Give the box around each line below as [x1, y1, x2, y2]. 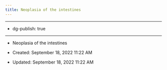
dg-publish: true [12, 25, 46, 31]
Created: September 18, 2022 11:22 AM [12, 49, 93, 55]
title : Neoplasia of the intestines [5, 7, 81, 12]
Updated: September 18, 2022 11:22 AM [12, 59, 94, 65]
